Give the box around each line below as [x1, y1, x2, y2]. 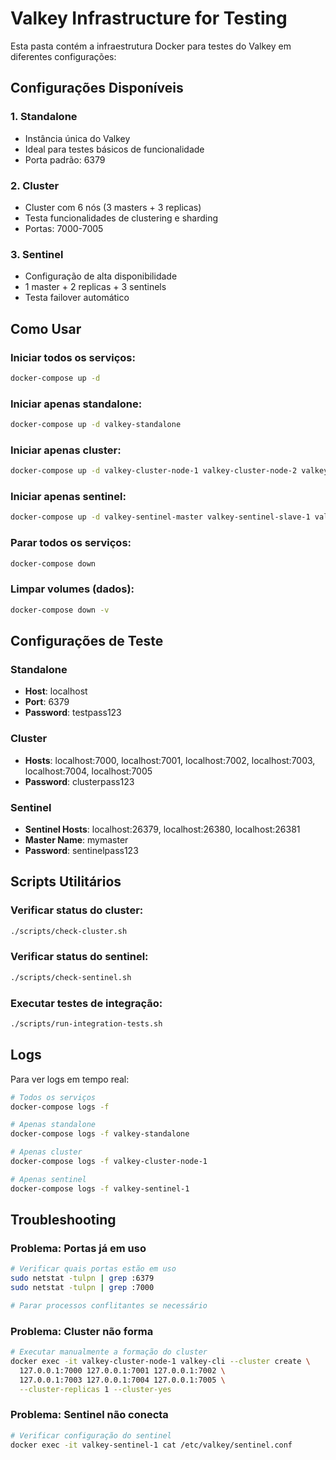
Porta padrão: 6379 [24, 153, 106, 166]
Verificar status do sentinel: [10, 950, 149, 964]
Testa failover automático [24, 292, 130, 304]
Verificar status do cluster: [10, 903, 144, 917]
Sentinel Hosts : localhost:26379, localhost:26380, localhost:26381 [24, 823, 301, 835]
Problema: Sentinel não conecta [10, 1408, 169, 1422]
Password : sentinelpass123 [24, 844, 139, 856]
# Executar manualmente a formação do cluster [10, 1347, 208, 1357]
